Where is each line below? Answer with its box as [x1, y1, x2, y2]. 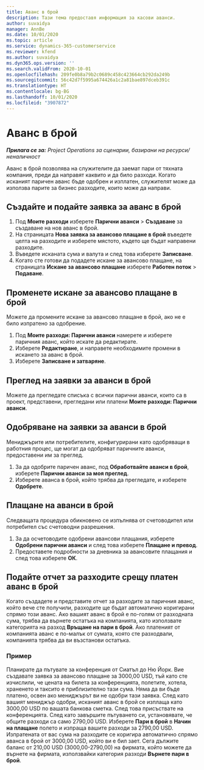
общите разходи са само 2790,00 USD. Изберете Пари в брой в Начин [6, 717, 191, 725]
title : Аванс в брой [6, 9, 59, 15]
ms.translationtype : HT [6, 83, 67, 89]
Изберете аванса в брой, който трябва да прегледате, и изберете [15, 476, 187, 483]
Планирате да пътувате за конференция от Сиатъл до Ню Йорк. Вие [6, 666, 185, 673]
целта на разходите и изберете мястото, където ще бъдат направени [15, 238, 196, 245]
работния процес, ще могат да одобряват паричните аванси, [6, 445, 166, 452]
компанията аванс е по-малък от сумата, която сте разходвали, [6, 630, 174, 637]
